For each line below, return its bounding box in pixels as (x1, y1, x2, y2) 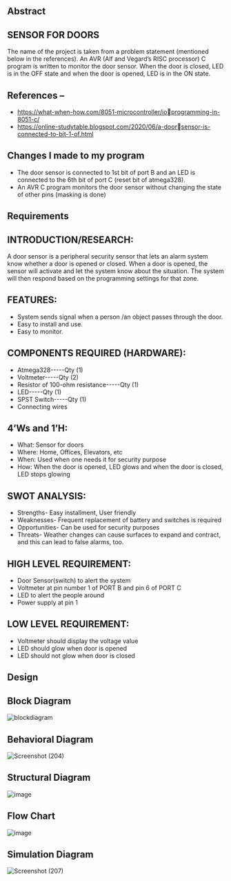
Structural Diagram (7, 772, 91, 783)
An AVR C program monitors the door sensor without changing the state (17, 183, 222, 191)
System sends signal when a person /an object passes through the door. (17, 313, 223, 321)
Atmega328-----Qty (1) (17, 366, 83, 374)
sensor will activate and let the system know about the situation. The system (7, 267, 224, 275)
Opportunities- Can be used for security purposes (17, 523, 160, 532)
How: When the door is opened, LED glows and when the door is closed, (17, 463, 223, 471)
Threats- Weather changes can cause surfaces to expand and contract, (17, 530, 221, 539)
